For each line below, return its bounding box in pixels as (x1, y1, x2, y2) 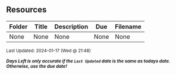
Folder (9, 22, 28, 30)
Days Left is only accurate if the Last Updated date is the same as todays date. (6, 58, 171, 64)
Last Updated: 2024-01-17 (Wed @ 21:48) (6, 48, 91, 54)
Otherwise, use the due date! (6, 63, 67, 69)
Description (54, 22, 89, 30)
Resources (6, 5, 47, 15)
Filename (115, 22, 142, 30)
